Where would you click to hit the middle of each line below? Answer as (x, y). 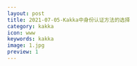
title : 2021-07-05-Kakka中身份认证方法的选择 (68, 20)
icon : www (21, 33)
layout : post (26, 13)
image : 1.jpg (26, 45)
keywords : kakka (30, 39)
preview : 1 (23, 52)
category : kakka (30, 26)
